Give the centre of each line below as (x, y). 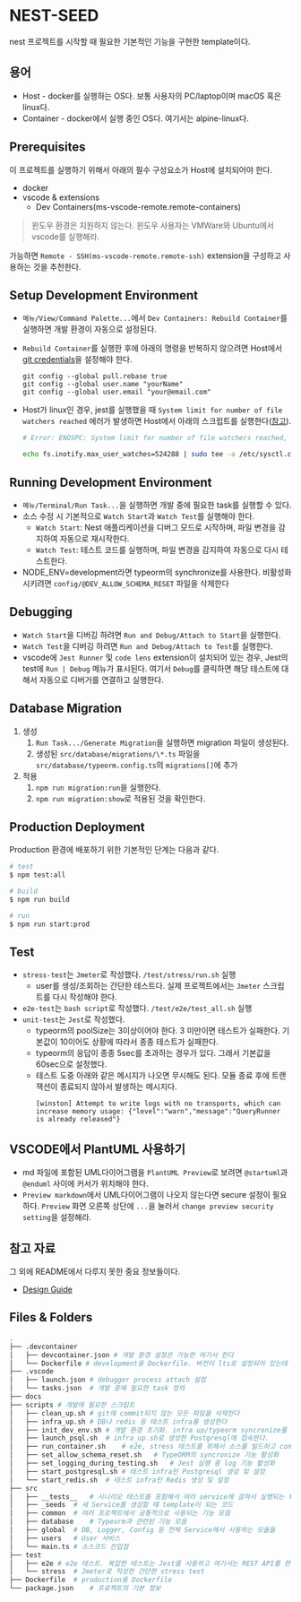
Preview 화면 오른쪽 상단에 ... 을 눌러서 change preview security (158, 1206)
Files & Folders (51, 1317)
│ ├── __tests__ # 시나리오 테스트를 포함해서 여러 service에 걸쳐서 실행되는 (147, 1497)
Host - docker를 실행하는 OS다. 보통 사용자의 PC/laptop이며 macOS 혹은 (152, 96)
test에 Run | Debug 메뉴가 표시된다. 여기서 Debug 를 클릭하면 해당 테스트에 (150, 668)
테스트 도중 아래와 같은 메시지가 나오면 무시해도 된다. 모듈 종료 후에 (153, 1076)
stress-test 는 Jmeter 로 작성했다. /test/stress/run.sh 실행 (129, 974)
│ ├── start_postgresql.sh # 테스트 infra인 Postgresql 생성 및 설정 (138, 1471)
